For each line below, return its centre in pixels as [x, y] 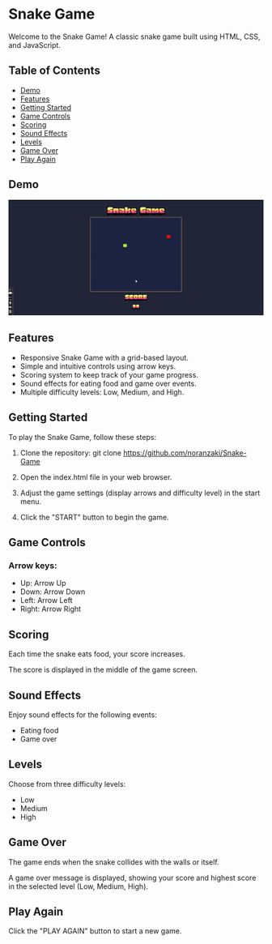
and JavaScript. [34, 45]
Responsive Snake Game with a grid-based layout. [104, 357]
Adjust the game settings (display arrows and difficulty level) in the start [140, 493]
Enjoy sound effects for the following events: [83, 715]
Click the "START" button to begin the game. [94, 517]
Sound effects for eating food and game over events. [108, 383]
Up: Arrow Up [43, 583]
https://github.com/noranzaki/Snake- [185, 453]
